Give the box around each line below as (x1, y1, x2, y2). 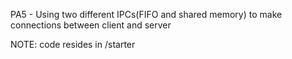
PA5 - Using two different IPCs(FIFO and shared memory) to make (10, 9, 283, 20)
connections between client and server (10, 19, 172, 31)
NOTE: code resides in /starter (10, 39, 136, 50)
